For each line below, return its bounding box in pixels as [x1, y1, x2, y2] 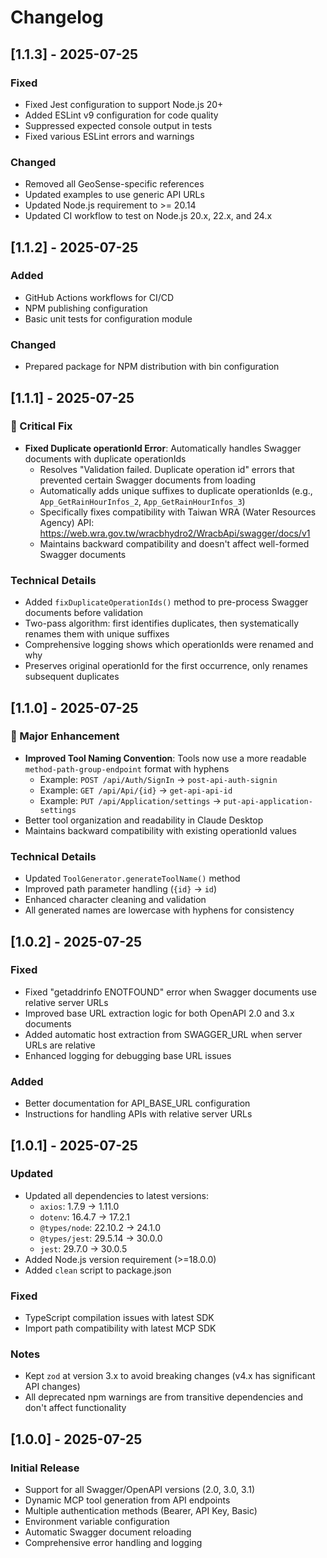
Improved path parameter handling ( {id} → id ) [24, 883, 218, 895]
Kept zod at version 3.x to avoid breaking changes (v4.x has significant [24, 1370, 316, 1382]
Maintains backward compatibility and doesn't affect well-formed [39, 537, 310, 550]
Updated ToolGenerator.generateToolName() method [24, 872, 241, 885]
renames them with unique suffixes [24, 628, 170, 640]
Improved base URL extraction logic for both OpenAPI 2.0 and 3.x [24, 1007, 295, 1019]
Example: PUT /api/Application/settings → [39, 794, 222, 806]
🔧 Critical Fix [10, 419, 73, 433]
